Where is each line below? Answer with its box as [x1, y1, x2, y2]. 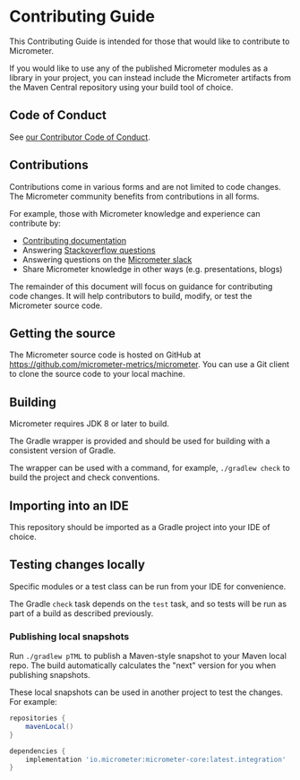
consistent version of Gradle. [9, 445, 116, 456]
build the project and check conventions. [9, 472, 160, 483]
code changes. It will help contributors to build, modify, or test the [9, 290, 253, 301]
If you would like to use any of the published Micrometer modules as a [9, 63, 269, 73]
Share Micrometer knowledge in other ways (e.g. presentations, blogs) [21, 263, 283, 274]
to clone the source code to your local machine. [9, 369, 185, 380]
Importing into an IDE [9, 498, 129, 513]
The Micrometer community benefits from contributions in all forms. [9, 191, 260, 201]
